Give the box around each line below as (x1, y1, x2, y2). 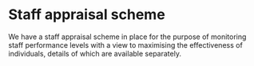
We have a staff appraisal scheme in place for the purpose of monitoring (8, 32, 247, 41)
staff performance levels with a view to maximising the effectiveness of (8, 40, 244, 49)
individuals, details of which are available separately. (8, 49, 182, 58)
